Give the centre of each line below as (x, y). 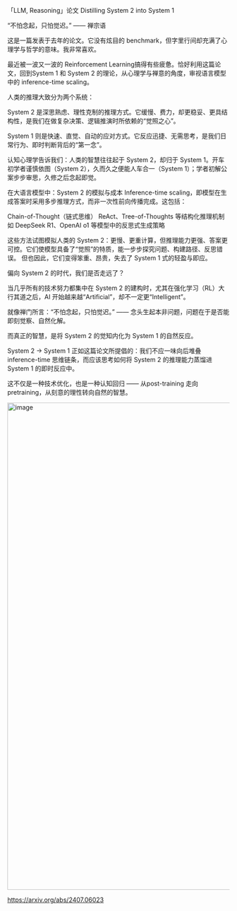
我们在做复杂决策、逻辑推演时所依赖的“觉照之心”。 (105, 121)
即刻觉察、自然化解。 (38, 321)
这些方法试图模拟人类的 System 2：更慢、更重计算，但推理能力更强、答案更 (117, 240)
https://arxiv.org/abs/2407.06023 (56, 900)
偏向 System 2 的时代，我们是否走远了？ (66, 273)
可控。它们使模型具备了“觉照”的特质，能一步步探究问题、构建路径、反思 (112, 249)
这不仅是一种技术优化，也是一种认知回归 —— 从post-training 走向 (103, 383)
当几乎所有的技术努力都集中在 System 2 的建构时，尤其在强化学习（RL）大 (116, 288)
